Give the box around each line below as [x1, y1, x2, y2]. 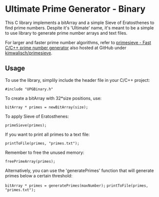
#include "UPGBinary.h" [5, 87, 54, 92]
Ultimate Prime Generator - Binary [5, 3, 146, 15]
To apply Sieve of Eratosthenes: [5, 113, 69, 119]
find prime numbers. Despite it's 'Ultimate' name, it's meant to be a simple [5, 25, 154, 30]
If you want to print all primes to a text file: [5, 131, 90, 137]
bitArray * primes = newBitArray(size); [5, 104, 89, 110]
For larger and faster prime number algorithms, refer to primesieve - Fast [5, 39, 151, 45]
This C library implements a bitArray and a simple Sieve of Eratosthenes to [5, 20, 155, 25]
